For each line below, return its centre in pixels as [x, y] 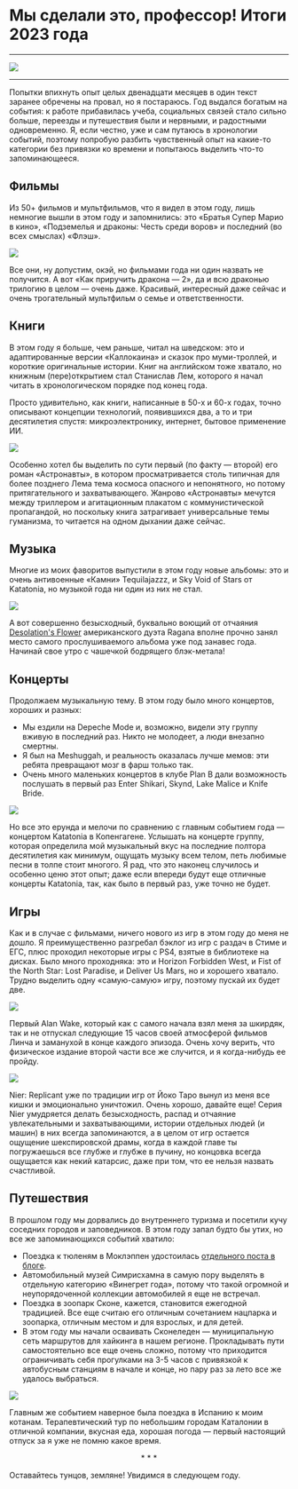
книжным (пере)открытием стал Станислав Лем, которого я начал [136, 376]
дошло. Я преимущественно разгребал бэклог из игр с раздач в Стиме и [148, 943]
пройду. [24, 1061]
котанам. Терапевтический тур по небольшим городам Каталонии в [139, 1422]
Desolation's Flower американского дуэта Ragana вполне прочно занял [144, 632]
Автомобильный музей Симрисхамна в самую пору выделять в [143, 1274]
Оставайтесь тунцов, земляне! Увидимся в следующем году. [125, 1475]
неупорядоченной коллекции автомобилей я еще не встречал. [141, 1294]
